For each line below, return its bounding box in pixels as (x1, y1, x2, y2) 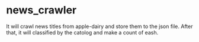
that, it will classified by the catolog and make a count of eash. (6, 29, 159, 36)
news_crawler (6, 3, 77, 17)
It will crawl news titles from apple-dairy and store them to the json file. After (6, 23, 193, 30)
